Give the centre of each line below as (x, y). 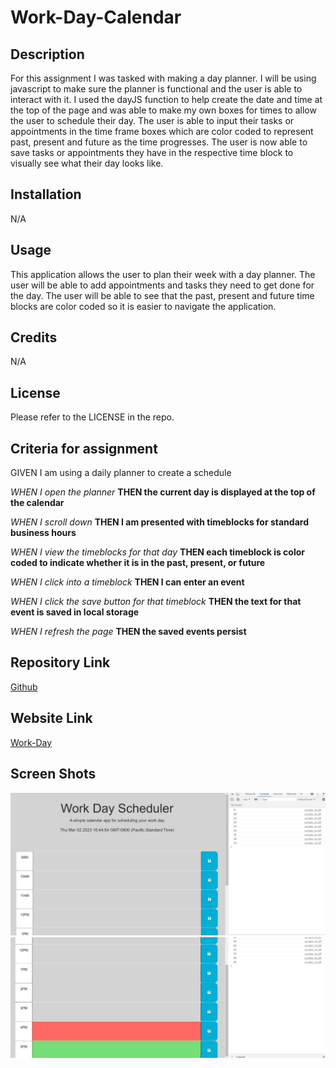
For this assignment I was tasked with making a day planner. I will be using (163, 78)
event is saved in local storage (75, 612)
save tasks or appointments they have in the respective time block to (152, 152)
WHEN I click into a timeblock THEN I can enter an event (127, 582)
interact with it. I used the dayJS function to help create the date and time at (166, 99)
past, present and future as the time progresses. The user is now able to (159, 142)
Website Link (51, 718)
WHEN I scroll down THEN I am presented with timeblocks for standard (159, 522)
